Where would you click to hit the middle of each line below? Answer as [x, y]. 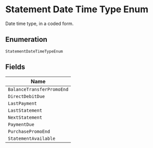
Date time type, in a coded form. [40, 23]
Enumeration [26, 40]
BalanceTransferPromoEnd [38, 89]
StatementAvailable [32, 138]
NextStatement [25, 117]
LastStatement [25, 110]
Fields [15, 67]
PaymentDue [21, 124]
